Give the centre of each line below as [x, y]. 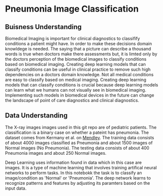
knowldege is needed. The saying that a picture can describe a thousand [78, 49]
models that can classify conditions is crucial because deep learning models [81, 85]
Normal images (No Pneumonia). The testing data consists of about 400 [77, 148]
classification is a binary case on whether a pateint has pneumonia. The [77, 132]
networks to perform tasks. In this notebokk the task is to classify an [73, 173]
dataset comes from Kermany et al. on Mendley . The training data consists [80, 137]
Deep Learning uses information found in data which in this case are [73, 162]
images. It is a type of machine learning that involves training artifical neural [81, 167]
